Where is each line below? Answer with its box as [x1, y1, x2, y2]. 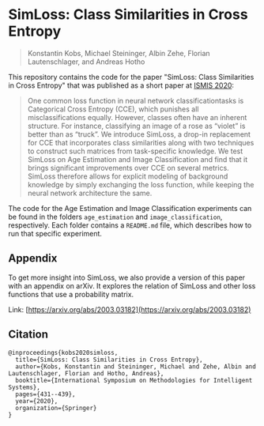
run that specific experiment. [8, 228, 103, 238]
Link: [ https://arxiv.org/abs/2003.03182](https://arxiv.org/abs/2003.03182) [8, 304, 251, 314]
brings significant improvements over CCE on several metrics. [27, 163, 229, 172]
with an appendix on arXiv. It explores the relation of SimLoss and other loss [8, 281, 256, 290]
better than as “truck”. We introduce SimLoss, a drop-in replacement [27, 129, 251, 139]
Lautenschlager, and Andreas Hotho [27, 57, 145, 66]
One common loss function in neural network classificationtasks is [27, 96, 244, 105]
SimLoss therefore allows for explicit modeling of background [27, 172, 228, 181]
